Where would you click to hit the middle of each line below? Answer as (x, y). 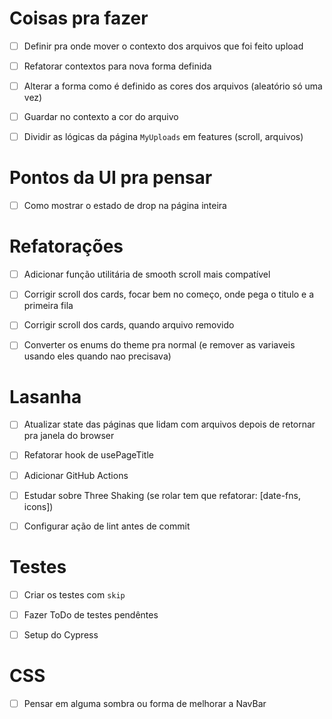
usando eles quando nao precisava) (97, 356)
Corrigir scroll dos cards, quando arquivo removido (129, 325)
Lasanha (45, 396)
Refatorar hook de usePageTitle (88, 455)
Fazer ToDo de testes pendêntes (91, 614)
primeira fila (48, 306)
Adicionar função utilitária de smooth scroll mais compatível (147, 274)
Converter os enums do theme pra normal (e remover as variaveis (159, 345)
